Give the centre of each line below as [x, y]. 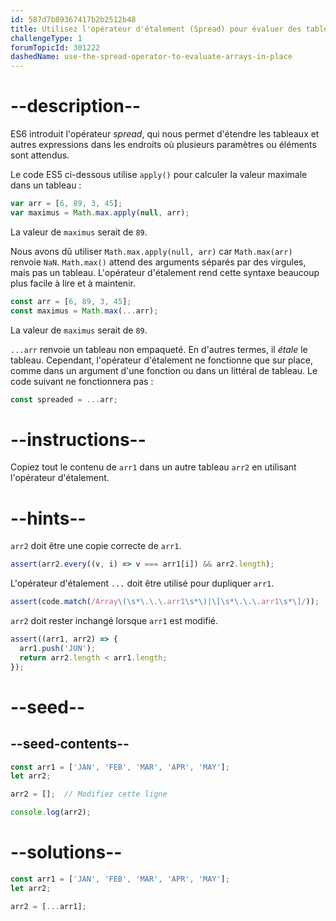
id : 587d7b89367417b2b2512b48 [73, 19]
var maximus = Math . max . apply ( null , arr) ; [100, 212]
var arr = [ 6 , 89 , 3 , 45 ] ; [66, 204]
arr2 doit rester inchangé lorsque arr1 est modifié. [114, 621]
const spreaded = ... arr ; [64, 399]
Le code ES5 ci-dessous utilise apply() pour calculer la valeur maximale [159, 175]
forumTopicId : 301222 [55, 47]
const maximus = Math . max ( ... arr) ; [84, 311]
